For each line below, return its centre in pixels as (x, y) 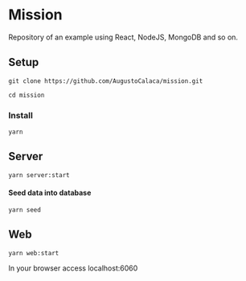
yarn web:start (34, 253)
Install (21, 115)
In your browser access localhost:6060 (73, 268)
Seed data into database (50, 193)
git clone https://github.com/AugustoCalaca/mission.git (106, 81)
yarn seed (25, 210)
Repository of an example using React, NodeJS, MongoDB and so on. (123, 37)
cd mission (27, 95)
